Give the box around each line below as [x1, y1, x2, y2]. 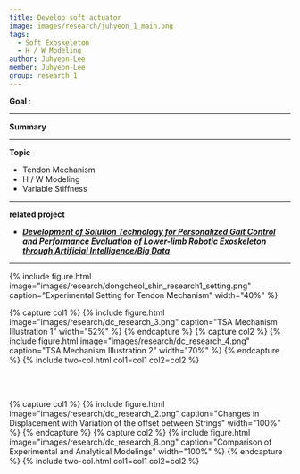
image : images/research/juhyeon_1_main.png [9, 21, 174, 30]
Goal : [9, 96, 32, 106]
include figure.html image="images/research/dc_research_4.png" [9, 336, 250, 346]
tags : [9, 29, 29, 38]
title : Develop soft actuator [9, 12, 122, 22]
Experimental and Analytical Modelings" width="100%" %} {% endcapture [9, 445, 283, 456]
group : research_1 [9, 71, 78, 80]
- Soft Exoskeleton [17, 37, 90, 47]
